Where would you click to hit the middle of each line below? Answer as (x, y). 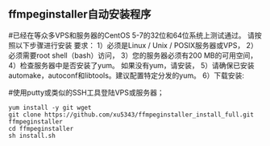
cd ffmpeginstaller (41, 128)
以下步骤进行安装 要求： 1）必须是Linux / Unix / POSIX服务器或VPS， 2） (136, 45)
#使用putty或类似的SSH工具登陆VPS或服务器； (86, 92)
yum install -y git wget (50, 107)
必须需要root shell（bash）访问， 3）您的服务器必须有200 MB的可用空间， (133, 55)
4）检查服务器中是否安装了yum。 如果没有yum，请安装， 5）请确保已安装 (132, 65)
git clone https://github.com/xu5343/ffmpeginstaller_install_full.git (131, 115)
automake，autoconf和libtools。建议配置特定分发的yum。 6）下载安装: (126, 75)
